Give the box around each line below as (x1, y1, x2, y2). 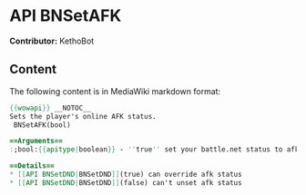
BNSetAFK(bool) (13, 120, 71, 130)
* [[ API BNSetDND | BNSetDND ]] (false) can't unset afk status (9, 178, 243, 187)
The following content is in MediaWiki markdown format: (9, 85, 221, 96)
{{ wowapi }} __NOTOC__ (9, 103, 92, 112)
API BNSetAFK (9, 5, 122, 26)
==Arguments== (9, 137, 64, 146)
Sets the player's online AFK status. (9, 112, 157, 121)
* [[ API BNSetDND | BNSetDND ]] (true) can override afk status (9, 170, 243, 179)
